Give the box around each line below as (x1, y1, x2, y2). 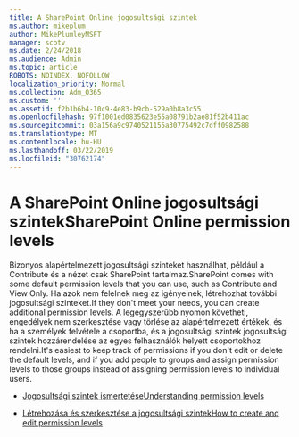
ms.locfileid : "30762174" (9, 153, 105, 163)
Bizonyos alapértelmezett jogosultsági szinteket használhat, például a (9, 260, 265, 270)
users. (9, 374, 33, 384)
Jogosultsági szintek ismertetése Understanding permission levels (21, 391, 265, 401)
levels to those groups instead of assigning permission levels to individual (9, 364, 280, 375)
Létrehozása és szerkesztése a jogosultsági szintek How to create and (21, 408, 279, 419)
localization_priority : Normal (9, 79, 126, 88)
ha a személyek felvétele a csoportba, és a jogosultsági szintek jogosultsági (9, 326, 288, 337)
